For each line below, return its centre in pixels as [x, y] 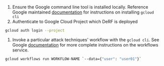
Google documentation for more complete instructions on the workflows [85, 45]
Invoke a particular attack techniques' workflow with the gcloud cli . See [86, 40]
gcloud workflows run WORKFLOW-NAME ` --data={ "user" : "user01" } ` [73, 59]
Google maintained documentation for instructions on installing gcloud [83, 12]
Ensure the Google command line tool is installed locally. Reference [80, 7]
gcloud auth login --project [35, 31]
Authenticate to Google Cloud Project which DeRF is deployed [75, 22]
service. [20, 50]
